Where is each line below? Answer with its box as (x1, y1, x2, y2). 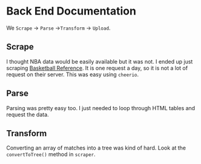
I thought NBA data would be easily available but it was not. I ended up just (6, 57, 193, 65)
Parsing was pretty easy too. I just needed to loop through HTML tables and (6, 104, 196, 111)
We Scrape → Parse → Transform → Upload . (6, 24, 111, 31)
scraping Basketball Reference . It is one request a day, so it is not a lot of (6, 64, 188, 71)
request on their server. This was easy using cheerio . (6, 71, 139, 78)
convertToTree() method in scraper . (6, 151, 96, 158)
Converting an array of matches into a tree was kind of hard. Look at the (6, 144, 186, 152)
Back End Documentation (6, 4, 136, 18)
